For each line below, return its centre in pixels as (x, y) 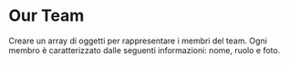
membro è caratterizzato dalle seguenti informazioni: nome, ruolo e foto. (144, 50)
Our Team (46, 16)
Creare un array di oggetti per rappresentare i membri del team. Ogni (138, 41)
